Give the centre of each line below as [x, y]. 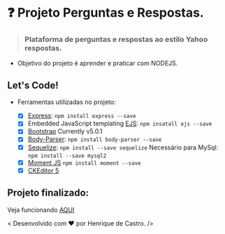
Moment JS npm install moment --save [84, 162]
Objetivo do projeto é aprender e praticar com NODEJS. [97, 64]
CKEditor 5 [43, 170]
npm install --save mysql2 [67, 156]
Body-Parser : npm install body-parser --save [95, 139]
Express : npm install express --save [82, 116]
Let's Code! [33, 85]
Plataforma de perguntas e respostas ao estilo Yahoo [116, 40]
